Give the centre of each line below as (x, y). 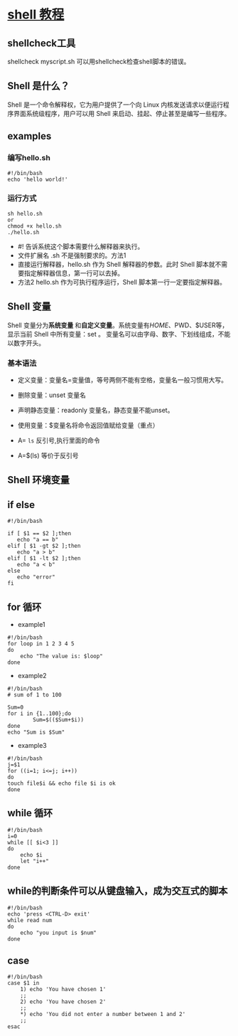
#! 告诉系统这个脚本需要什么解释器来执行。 (81, 246)
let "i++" (35, 861)
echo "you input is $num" (59, 933)
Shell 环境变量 (38, 480)
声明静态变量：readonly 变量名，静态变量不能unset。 (96, 410)
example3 (32, 745)
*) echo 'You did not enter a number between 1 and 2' (103, 1015)
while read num (30, 920)
